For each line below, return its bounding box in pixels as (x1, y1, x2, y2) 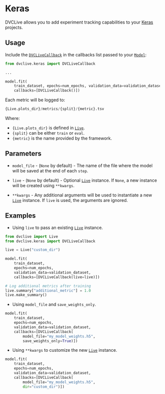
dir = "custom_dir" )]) (23, 384, 65, 389)
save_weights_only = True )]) (23, 338, 78, 343)
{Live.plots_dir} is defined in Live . (12, 125, 85, 131)
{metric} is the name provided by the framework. (12, 136, 112, 141)
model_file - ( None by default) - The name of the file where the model (12, 163, 153, 169)
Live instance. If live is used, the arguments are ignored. (12, 197, 128, 203)
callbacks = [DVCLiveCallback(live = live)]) (14, 275, 100, 280)
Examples (5, 212, 36, 220)
